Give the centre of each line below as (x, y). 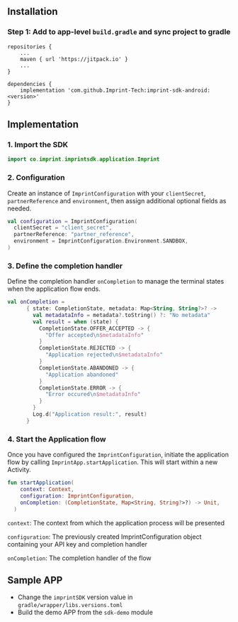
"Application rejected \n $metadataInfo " (104, 355)
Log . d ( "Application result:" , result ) (90, 414)
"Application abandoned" (82, 375)
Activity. (19, 470)
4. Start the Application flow (57, 439)
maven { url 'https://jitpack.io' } (74, 59)
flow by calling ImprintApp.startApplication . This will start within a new (113, 462)
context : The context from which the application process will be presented (116, 522)
